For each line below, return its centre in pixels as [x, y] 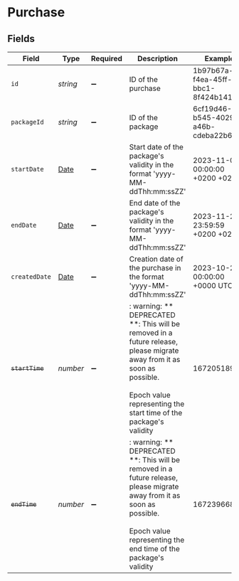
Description [158, 59]
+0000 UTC [213, 286]
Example [219, 59]
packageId [27, 122]
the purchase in [155, 268]
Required [107, 59]
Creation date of [156, 259]
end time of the [154, 549]
